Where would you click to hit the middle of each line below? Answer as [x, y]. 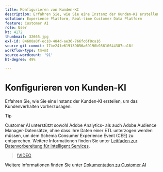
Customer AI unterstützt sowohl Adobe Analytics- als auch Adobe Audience [81, 125]
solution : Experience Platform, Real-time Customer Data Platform [73, 19]
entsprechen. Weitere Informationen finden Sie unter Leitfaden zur [71, 141]
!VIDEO [24, 155]
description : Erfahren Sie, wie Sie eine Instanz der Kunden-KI [71, 14]
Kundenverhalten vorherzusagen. [38, 106]
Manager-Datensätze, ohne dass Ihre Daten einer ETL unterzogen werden [79, 131]
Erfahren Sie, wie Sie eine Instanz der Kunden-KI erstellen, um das [72, 101]
